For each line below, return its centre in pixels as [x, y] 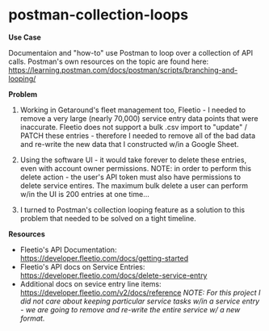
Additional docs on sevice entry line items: [90, 283]
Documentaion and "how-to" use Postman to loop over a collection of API [131, 52]
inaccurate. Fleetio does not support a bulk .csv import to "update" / [134, 127]
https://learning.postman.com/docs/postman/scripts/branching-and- [123, 69]
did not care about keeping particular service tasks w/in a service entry [140, 301]
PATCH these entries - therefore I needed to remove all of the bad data [138, 136]
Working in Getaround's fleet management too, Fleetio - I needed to [133, 110]
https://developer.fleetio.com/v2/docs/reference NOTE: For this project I [140, 292]
